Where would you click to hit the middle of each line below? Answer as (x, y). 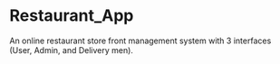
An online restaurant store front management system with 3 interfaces (140, 41)
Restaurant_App (72, 16)
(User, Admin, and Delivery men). (72, 50)
